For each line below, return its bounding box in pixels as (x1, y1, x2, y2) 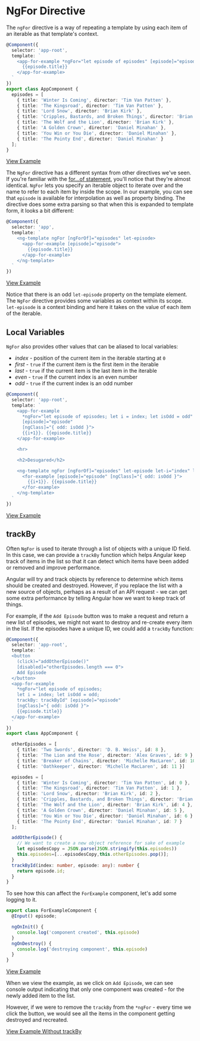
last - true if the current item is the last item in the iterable (14, 367, 157, 374)
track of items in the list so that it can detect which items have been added (6, 557, 189, 565)
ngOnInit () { (11, 924, 44, 930)
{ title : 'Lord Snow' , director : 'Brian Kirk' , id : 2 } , (17, 791, 161, 797)
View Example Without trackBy (6, 1028, 82, 1035)
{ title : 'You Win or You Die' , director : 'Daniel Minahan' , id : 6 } (17, 813, 193, 819)
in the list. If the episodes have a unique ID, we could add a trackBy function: (6, 625, 194, 632)
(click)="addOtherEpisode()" (17, 659, 89, 665)
